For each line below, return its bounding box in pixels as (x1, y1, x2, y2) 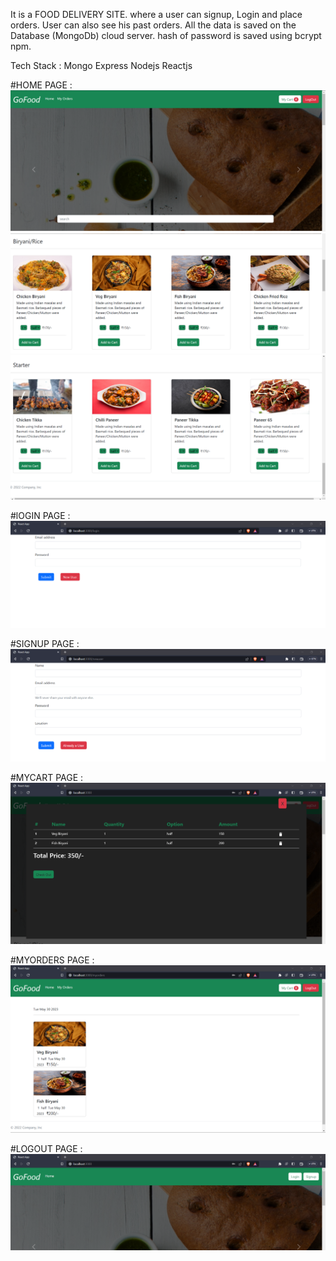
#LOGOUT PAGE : (10, 1142, 83, 1154)
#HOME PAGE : (10, 79, 73, 91)
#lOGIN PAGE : (10, 510, 71, 522)
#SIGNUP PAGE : (10, 637, 80, 649)
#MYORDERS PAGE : (10, 954, 95, 966)
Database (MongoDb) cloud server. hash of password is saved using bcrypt (10, 30, 322, 41)
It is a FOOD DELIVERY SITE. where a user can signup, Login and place (10, 9, 303, 20)
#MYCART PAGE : (10, 771, 84, 783)
